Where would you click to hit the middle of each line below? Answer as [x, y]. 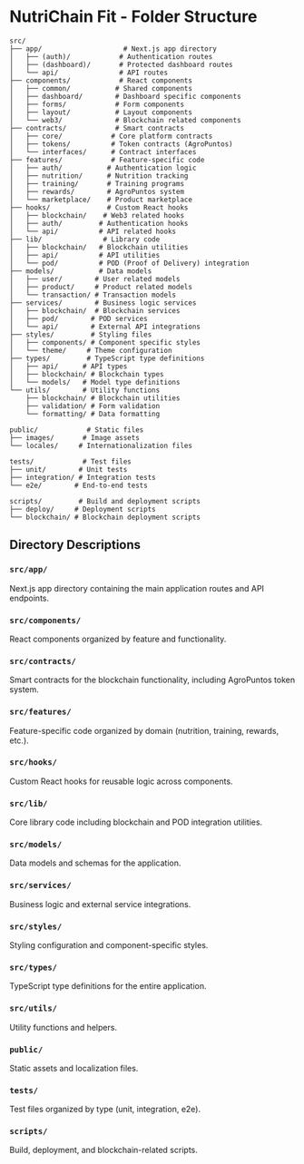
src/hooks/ [33, 763]
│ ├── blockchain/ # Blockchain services [95, 310]
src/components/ [45, 620]
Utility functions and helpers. [64, 1027]
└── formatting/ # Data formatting [93, 414]
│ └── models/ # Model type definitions [95, 382]
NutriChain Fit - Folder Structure [133, 17]
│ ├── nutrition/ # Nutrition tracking [99, 176]
